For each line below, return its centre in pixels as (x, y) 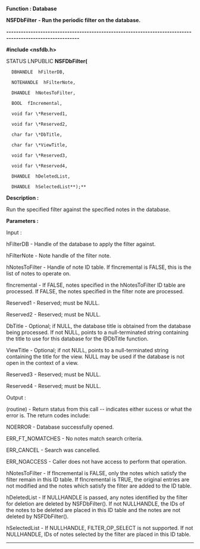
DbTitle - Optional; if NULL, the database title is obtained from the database (99, 326)
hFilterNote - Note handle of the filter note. (59, 255)
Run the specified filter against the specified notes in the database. (88, 209)
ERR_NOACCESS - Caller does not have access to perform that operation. (96, 462)
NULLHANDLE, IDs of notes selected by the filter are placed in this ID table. (99, 534)
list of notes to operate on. (39, 273)
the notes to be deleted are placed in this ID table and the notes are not (93, 510)
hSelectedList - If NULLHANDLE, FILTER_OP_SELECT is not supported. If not (100, 528)
